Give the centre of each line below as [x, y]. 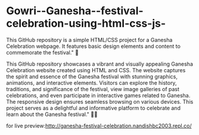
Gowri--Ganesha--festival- [75, 11]
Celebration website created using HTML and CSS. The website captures [96, 70]
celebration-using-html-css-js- [86, 23]
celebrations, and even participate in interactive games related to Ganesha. [98, 95]
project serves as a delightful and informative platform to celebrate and [93, 108]
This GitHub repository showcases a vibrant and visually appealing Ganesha [100, 64]
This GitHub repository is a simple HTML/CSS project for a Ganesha [89, 40]
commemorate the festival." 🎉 [43, 52]
